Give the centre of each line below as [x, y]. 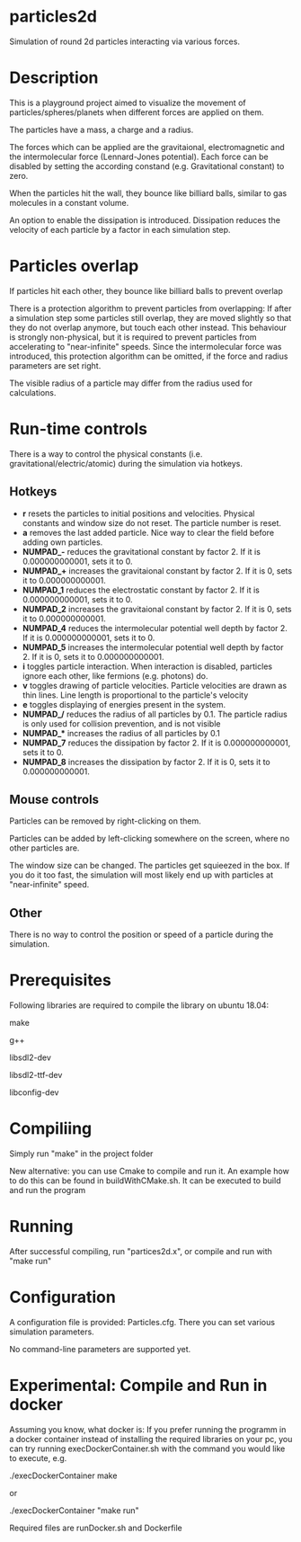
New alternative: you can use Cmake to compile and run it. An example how [149, 1172]
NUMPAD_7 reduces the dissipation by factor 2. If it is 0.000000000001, [156, 743]
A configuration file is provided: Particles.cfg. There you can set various [142, 1322]
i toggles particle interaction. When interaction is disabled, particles [147, 666]
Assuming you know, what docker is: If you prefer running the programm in [148, 1429]
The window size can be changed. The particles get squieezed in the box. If [150, 866]
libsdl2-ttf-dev [36, 1075]
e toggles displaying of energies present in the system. [124, 704]
